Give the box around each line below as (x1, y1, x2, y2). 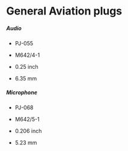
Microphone (6, 89, 38, 96)
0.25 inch (14, 63, 39, 71)
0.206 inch (14, 127, 42, 135)
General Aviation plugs (6, 4, 123, 18)
